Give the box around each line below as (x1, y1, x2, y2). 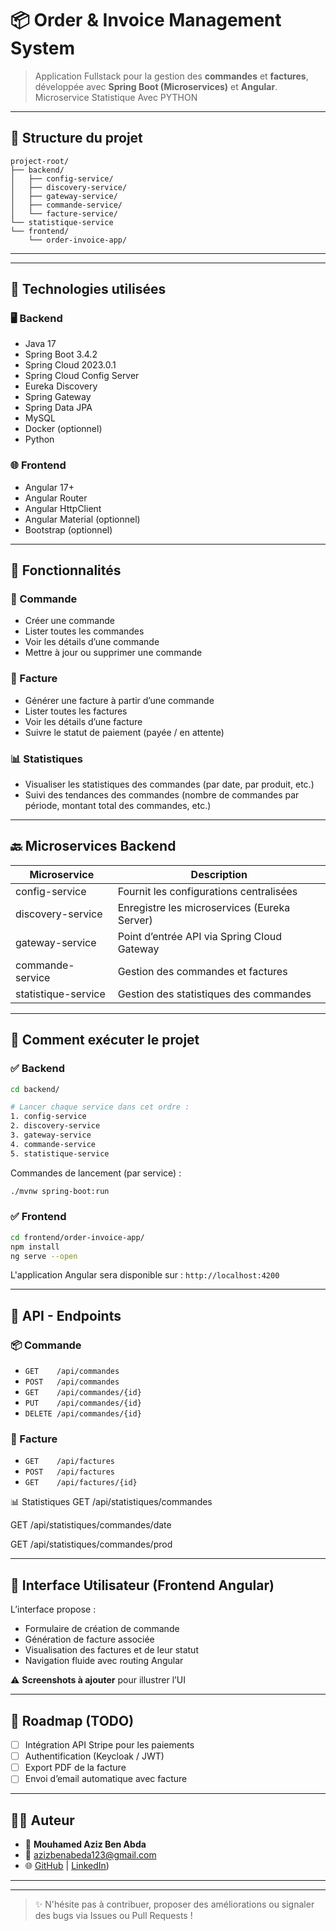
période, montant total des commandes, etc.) (24, 800, 212, 812)
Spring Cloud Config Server (24, 370, 140, 382)
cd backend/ (10, 1084, 60, 1094)
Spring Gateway (24, 391, 92, 403)
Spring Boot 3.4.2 (24, 348, 98, 361)
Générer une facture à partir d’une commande (24, 694, 215, 706)
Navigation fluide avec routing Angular (24, 1655, 184, 1667)
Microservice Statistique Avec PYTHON (34, 91, 198, 103)
